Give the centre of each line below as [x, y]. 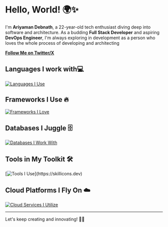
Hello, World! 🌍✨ [42, 10]
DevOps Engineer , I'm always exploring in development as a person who [80, 38]
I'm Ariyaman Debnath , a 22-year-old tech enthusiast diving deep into [78, 27]
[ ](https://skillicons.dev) [44, 174]
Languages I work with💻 [44, 69]
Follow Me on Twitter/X [30, 53]
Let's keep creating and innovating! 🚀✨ [45, 219]
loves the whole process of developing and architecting [62, 43]
